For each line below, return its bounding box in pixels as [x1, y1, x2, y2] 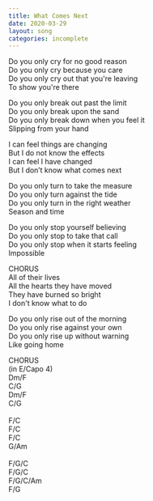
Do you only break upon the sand [8, 107, 120, 117]
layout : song [8, 27, 53, 35]
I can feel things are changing [8, 139, 108, 150]
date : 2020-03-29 [8, 19, 67, 28]
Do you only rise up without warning [8, 331, 130, 341]
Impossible [8, 248, 45, 258]
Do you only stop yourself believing [8, 223, 127, 232]
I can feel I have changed [8, 157, 93, 167]
